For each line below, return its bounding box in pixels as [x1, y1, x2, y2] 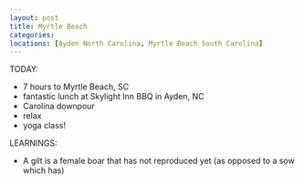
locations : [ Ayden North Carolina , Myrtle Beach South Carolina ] [9, 38, 263, 48]
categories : [9, 30, 55, 39]
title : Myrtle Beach [9, 22, 89, 31]
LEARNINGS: [9, 138, 58, 148]
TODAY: [9, 64, 39, 75]
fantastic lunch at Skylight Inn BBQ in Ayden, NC [22, 91, 204, 102]
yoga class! [22, 120, 67, 131]
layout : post [9, 13, 59, 23]
